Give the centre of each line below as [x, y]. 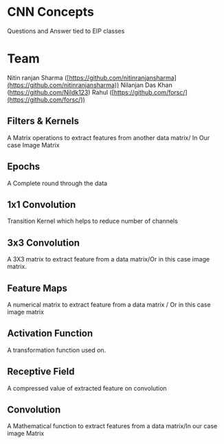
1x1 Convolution [42, 204]
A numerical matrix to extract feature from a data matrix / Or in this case [109, 304]
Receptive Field [41, 372]
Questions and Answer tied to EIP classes [66, 31]
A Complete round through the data [57, 183]
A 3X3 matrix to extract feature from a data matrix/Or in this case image [109, 259]
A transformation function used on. [57, 350]
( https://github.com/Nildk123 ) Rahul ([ [61, 92]
